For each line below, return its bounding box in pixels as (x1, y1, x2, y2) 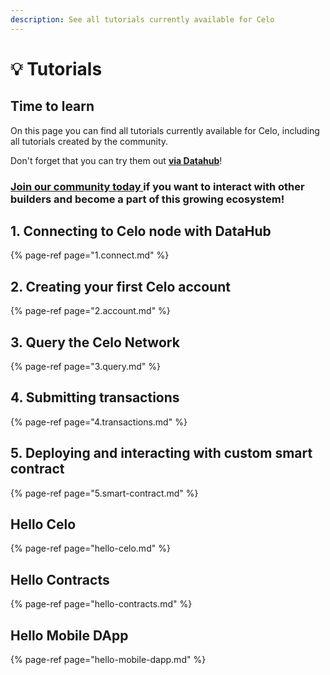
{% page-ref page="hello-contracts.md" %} (10, 598, 193, 610)
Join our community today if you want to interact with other (10, 179, 305, 193)
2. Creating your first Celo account (10, 278, 231, 295)
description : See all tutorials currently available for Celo (10, 14, 275, 25)
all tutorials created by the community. (10, 135, 169, 147)
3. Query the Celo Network (10, 334, 180, 351)
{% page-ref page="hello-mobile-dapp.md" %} (10, 654, 207, 666)
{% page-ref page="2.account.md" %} (10, 305, 171, 317)
